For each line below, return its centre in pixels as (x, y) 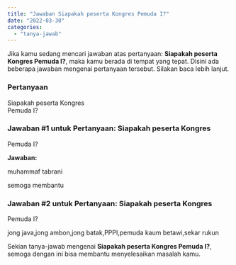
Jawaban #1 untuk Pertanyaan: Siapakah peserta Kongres (109, 128)
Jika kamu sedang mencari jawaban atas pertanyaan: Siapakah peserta (112, 54)
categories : (25, 27)
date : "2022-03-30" (36, 21)
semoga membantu (35, 185)
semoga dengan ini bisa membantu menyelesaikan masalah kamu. (104, 254)
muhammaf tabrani (35, 171)
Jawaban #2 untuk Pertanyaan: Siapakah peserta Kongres (110, 203)
